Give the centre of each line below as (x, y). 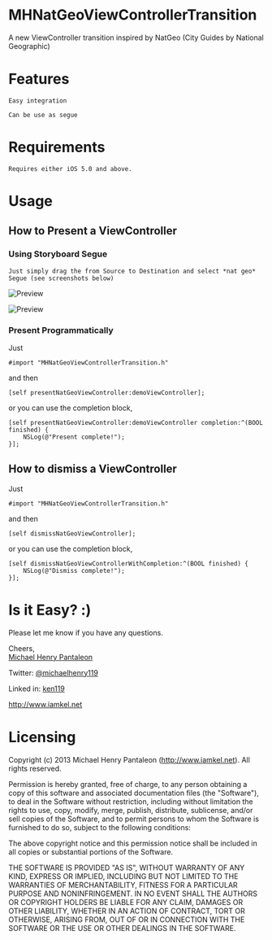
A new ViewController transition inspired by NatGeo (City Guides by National (136, 37)
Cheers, (22, 648)
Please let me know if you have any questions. (86, 632)
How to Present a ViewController (93, 231)
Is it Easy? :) (50, 610)
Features (39, 79)
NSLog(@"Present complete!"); (74, 437)
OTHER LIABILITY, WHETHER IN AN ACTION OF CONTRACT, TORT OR (127, 911)
